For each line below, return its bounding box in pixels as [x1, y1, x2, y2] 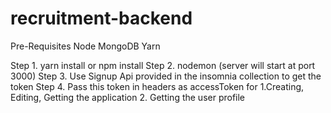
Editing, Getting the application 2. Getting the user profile [10, 91, 246, 103]
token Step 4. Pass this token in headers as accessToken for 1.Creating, [10, 80, 305, 92]
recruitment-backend [10, 7, 193, 30]
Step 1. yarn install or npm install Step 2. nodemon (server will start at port [10, 59, 316, 71]
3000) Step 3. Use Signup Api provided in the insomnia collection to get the [10, 70, 322, 82]
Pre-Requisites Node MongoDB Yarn [10, 40, 161, 52]
